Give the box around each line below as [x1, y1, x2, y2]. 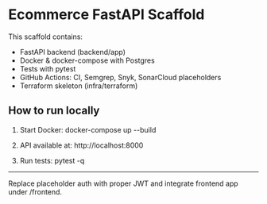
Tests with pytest [19, 64, 76, 73]
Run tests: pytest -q [19, 156, 85, 165]
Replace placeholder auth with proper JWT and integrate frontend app [8, 179, 238, 188]
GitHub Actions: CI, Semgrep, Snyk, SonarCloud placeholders [19, 72, 222, 82]
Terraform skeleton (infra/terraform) [19, 81, 138, 90]
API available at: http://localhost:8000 [19, 140, 144, 150]
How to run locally [8, 104, 100, 117]
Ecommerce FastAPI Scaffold [8, 6, 205, 24]
